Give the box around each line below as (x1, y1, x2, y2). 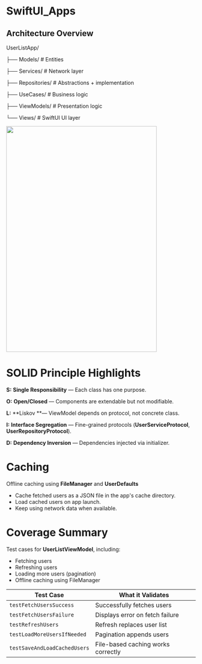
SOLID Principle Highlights (6, 366, 141, 380)
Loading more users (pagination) (14, 570, 96, 577)
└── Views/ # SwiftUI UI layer (6, 114, 81, 121)
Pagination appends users (95, 630, 170, 639)
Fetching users (14, 557, 52, 564)
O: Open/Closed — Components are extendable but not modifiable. (6, 397, 174, 405)
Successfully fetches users (95, 601, 172, 609)
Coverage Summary (6, 526, 108, 539)
